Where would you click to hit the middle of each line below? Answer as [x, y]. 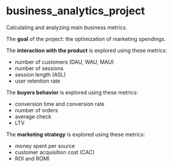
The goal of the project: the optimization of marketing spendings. [86, 39]
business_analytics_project [76, 11]
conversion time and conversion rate [60, 104]
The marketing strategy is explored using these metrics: [76, 134]
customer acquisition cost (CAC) [55, 152]
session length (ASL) [40, 74]
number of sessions [39, 68]
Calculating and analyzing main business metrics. [67, 27]
